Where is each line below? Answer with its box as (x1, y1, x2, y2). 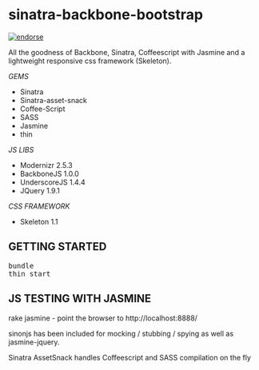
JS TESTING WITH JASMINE (8, 292, 152, 305)
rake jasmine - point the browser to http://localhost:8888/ (8, 313, 198, 323)
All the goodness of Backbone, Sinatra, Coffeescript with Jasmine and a (8, 47, 245, 57)
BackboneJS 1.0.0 (19, 169, 80, 178)
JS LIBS (8, 145, 34, 154)
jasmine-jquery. (8, 337, 60, 347)
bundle (8, 261, 34, 270)
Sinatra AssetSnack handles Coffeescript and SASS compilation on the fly (8, 352, 252, 362)
